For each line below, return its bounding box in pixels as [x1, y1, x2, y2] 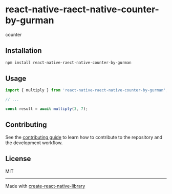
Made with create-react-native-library [5, 183, 85, 189]
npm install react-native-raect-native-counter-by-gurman [5, 60, 132, 65]
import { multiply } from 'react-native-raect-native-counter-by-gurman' [5, 88, 166, 93]
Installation [5, 46, 42, 55]
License [5, 154, 31, 163]
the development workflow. [5, 140, 63, 146]
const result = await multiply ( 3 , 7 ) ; [5, 106, 88, 111]
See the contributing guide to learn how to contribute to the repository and [5, 134, 163, 140]
